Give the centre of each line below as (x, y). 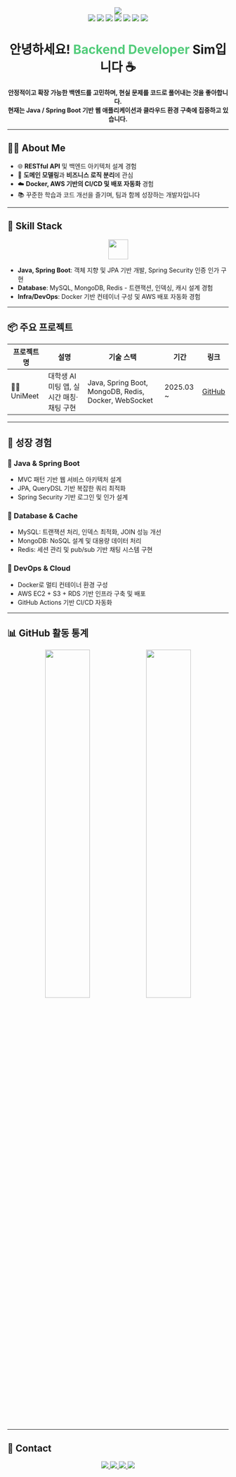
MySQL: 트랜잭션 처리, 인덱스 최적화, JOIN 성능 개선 (89, 532)
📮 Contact (29, 1448)
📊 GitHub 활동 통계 (48, 633)
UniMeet (25, 396)
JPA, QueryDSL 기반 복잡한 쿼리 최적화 (72, 489)
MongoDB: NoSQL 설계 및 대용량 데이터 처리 (79, 541)
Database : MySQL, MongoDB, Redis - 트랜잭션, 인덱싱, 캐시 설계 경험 (115, 288)
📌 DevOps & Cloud (39, 568)
